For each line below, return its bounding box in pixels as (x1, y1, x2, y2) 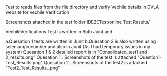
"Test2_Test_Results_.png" (5, 65, 60, 71)
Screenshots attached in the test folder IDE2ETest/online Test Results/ (5, 19, 150, 25)
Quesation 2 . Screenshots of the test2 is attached (43, 60, 147, 65)
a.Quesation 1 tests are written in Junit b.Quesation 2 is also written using (5, 38, 156, 44)
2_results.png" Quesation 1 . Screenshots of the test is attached (5, 54, 137, 60)
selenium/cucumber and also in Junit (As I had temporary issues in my (5, 44, 150, 49)
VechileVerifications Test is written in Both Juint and (5, 29, 113, 34)
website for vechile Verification (5, 9, 69, 15)
